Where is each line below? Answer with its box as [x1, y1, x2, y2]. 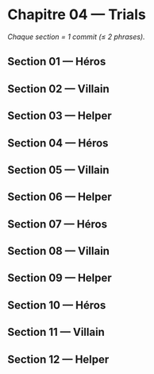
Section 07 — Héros [7, 217, 108, 231]
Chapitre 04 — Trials [7, 6, 146, 24]
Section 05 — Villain [7, 163, 110, 177]
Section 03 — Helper [7, 109, 112, 123]
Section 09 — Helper [7, 271, 112, 285]
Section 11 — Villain [7, 325, 105, 339]
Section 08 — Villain [7, 244, 110, 258]
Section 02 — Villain [7, 82, 110, 95]
